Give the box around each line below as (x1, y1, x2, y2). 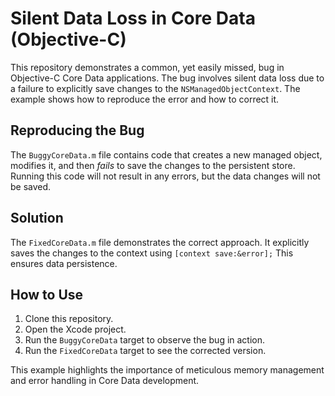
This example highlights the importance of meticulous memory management (10, 364, 325, 376)
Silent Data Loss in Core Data (10, 7, 256, 30)
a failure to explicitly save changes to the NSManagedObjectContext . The (10, 82, 301, 94)
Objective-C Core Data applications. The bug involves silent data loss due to (10, 72, 325, 84)
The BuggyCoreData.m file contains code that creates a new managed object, (10, 148, 323, 161)
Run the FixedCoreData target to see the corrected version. (24, 345, 267, 357)
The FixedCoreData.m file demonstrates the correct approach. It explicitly (10, 236, 310, 248)
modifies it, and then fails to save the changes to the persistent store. (10, 159, 296, 171)
